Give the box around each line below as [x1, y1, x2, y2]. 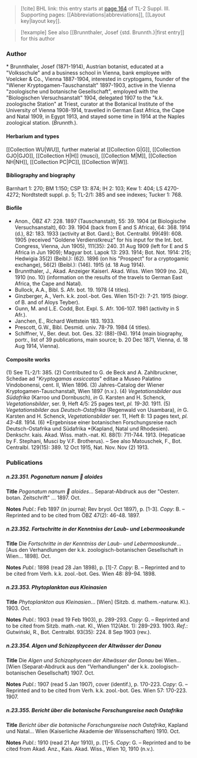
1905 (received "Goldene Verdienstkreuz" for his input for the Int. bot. [14, 236, 183, 243]
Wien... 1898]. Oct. [6, 552, 51, 559]
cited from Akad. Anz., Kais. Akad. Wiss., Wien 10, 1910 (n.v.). [6, 745, 155, 752]
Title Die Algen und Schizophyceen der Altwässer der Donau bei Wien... [6, 656, 181, 663]
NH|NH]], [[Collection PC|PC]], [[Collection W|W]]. [6, 158, 129, 165]
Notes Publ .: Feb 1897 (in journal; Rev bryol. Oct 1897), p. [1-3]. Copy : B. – [6, 505, 185, 512]
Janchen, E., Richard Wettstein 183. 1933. [14, 317, 115, 324]
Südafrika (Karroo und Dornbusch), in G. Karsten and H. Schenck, [6, 394, 166, 401]
